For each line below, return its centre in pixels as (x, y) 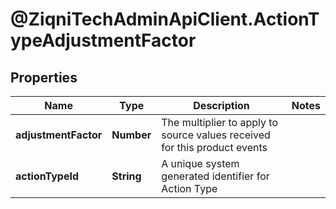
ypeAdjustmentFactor (103, 40)
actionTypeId (47, 176)
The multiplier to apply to (219, 122)
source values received (216, 135)
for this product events (214, 147)
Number (131, 135)
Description (221, 105)
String (126, 176)
